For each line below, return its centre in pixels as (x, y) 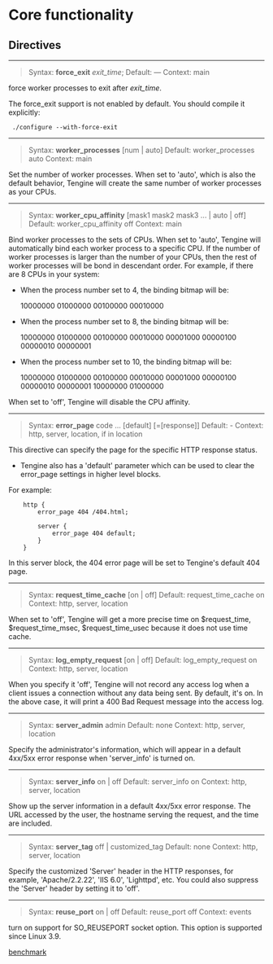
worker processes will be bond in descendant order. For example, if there (131, 265)
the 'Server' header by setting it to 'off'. (74, 888)
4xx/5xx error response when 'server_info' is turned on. (102, 758)
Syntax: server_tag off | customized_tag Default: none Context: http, (143, 847)
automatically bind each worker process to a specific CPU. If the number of (134, 248)
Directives (35, 45)
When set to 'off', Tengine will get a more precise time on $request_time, (130, 619)
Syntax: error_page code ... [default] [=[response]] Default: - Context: (146, 425)
